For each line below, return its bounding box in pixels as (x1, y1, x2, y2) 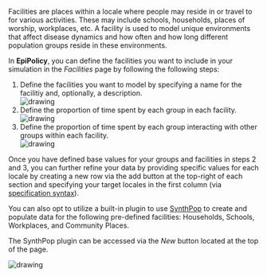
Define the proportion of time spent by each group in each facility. (19, 105, 238, 115)
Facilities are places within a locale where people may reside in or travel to (8, 7, 253, 16)
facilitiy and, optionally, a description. (19, 88, 143, 98)
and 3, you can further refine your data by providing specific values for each (8, 163, 259, 172)
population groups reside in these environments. (8, 41, 167, 50)
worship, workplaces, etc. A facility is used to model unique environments (8, 24, 251, 33)
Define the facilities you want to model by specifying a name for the (19, 80, 242, 89)
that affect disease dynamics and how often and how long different (8, 32, 229, 41)
